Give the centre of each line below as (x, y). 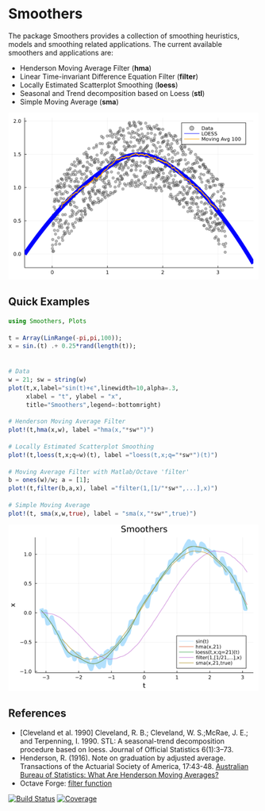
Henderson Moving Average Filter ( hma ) (86, 67)
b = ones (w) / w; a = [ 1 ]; (49, 480)
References (37, 714)
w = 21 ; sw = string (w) (48, 379)
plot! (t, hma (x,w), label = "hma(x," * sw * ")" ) (81, 430)
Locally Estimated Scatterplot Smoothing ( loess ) (99, 85)
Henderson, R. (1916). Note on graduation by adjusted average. (123, 758)
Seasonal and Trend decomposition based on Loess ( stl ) (112, 93)
